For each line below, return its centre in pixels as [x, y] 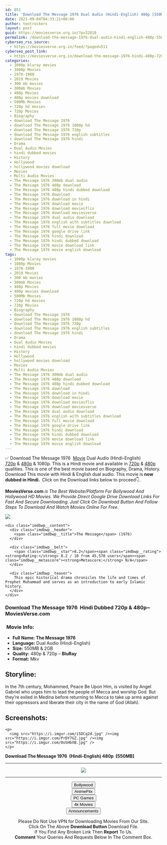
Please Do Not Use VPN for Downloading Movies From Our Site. [83, 821]
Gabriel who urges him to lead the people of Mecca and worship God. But [81, 691]
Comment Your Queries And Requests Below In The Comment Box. [83, 837]
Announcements [83, 811]
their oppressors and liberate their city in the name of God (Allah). [73, 702]
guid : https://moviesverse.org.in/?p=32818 [51, 33]
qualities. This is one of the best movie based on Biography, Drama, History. [83, 469]
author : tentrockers [27, 24]
